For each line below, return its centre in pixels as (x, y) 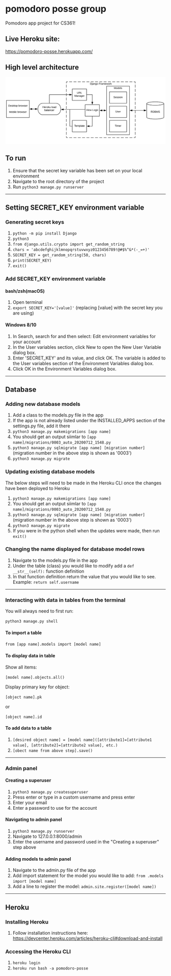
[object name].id (24, 717)
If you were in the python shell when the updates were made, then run (86, 530)
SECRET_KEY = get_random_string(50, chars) (60, 255)
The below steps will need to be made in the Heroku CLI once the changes (83, 483)
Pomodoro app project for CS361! (40, 23)
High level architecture (42, 68)
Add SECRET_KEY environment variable (55, 279)
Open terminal (27, 302)
